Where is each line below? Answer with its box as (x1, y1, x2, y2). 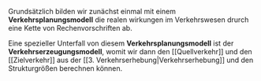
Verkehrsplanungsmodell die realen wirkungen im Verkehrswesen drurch (8, 15, 249, 24)
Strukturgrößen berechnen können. (8, 64, 123, 73)
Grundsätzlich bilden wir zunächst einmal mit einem (8, 7, 176, 16)
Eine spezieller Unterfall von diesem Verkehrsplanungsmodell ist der (8, 39, 234, 48)
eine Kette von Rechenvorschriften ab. (8, 24, 132, 32)
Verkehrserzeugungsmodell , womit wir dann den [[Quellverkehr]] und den (8, 47, 252, 56)
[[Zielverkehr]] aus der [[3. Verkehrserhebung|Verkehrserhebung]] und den (8, 55, 254, 64)
